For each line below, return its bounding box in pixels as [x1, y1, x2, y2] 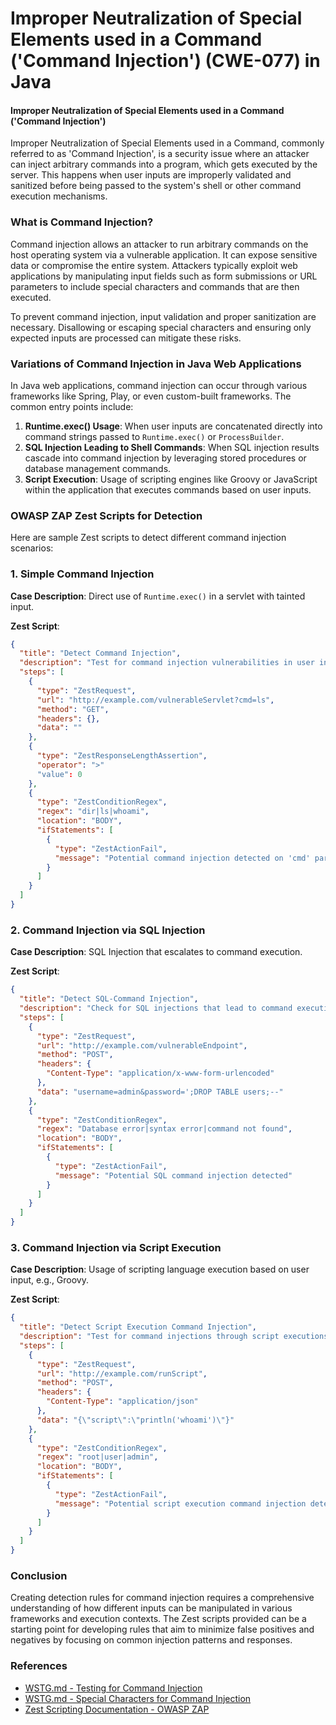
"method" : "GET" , [36, 704, 110, 714]
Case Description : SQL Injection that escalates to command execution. [10, 946, 303, 958]
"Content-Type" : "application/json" [46, 1397, 199, 1407]
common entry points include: [10, 400, 134, 412]
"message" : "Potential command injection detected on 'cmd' [54, 853, 311, 863]
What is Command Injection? [10, 215, 154, 229]
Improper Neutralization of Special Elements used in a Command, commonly [10, 137, 325, 149]
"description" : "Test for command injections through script [19, 1332, 280, 1342]
